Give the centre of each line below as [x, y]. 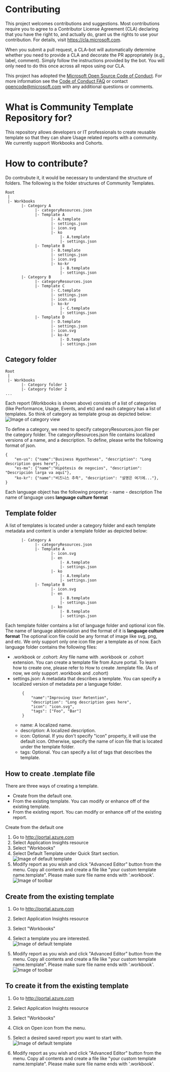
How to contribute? [47, 164]
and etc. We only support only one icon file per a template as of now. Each [83, 642]
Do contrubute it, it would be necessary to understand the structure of [79, 177]
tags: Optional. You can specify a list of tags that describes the [86, 752]
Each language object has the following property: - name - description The [84, 492]
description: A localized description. [58, 731]
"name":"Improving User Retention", [70, 698]
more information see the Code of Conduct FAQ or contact [67, 81]
